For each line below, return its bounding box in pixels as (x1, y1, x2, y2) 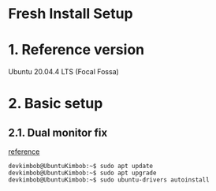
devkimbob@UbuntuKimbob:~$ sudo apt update (8, 163, 154, 170)
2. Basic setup (8, 95, 103, 113)
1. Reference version (8, 41, 144, 59)
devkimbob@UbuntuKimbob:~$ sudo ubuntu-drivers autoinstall (8, 176, 210, 184)
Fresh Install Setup (8, 5, 133, 23)
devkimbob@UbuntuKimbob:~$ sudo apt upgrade (8, 169, 157, 178)
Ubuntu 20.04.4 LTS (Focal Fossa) (8, 67, 120, 77)
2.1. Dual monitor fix (8, 125, 108, 139)
